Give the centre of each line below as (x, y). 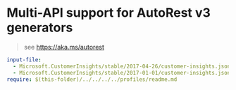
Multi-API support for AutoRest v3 (108, 13)
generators (40, 28)
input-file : (24, 60)
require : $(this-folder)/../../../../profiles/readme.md (92, 79)
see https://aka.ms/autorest (64, 47)
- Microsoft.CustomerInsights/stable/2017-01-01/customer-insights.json (122, 73)
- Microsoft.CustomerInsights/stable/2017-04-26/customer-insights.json (122, 66)
